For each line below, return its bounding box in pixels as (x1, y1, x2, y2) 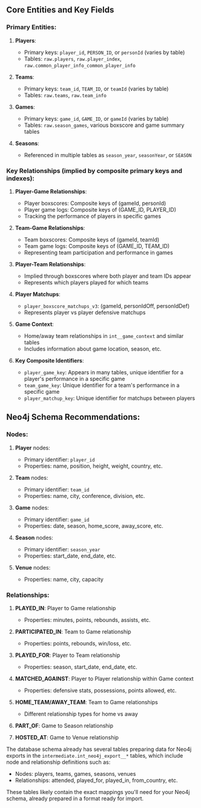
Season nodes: (15, 534, 53, 541)
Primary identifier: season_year (24, 545, 100, 553)
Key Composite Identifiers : (15, 357, 84, 364)
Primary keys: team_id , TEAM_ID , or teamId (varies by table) (24, 85, 169, 92)
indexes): (6, 174, 35, 183)
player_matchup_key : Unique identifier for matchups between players (24, 394, 196, 402)
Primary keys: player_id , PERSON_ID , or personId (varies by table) (24, 49, 185, 56)
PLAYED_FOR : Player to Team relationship (15, 651, 120, 659)
